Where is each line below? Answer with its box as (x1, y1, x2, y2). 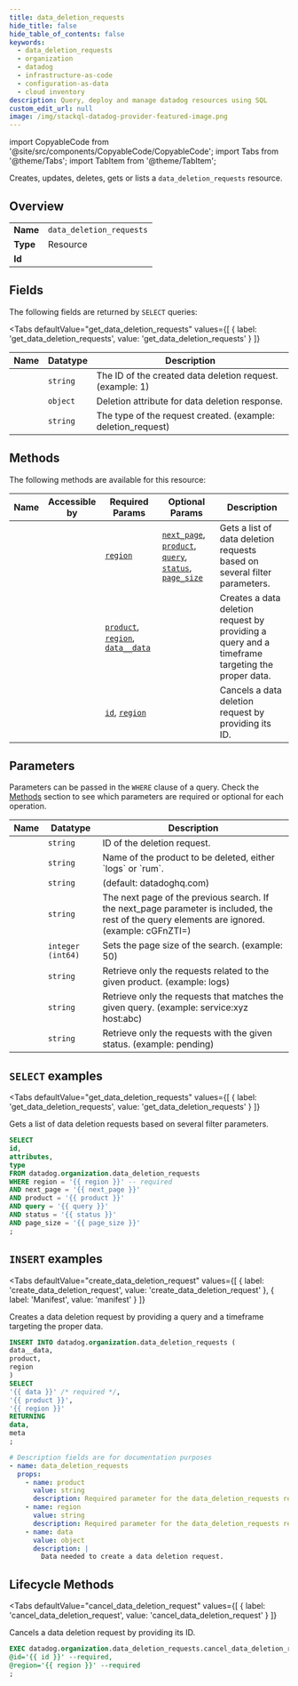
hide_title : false (9, 21, 77, 30)
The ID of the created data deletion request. (96, 369, 278, 381)
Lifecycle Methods (9, 1577, 114, 1592)
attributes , (9, 1152, 53, 1161)
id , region (105, 706, 146, 719)
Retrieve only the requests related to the (102, 965, 270, 977)
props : (17, 1469, 42, 1479)
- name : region (25, 1503, 82, 1512)
